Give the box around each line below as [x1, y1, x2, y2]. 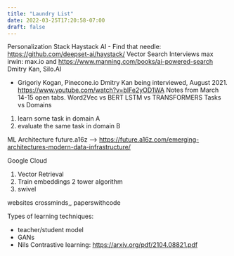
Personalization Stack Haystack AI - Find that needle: [7, 43, 162, 51]
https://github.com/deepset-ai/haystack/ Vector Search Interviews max [7, 50, 214, 58]
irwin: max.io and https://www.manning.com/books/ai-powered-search [7, 58, 213, 66]
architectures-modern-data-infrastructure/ [7, 143, 131, 151]
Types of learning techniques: [7, 212, 94, 221]
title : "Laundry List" [7, 10, 74, 18]
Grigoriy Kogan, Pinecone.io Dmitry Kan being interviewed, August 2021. [17, 79, 228, 87]
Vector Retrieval [17, 170, 65, 179]
